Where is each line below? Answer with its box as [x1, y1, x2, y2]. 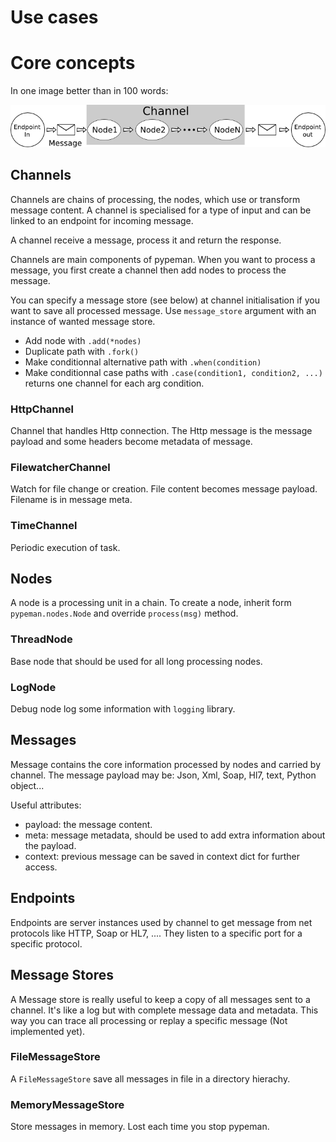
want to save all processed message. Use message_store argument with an [10, 304, 317, 316]
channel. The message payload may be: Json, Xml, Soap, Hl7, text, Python [10, 769, 317, 781]
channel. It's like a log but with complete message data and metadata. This [10, 1004, 319, 1016]
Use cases [10, 6, 99, 29]
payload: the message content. [24, 818, 153, 830]
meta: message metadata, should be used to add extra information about [24, 829, 326, 841]
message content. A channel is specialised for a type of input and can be [10, 204, 312, 216]
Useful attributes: [10, 799, 82, 811]
